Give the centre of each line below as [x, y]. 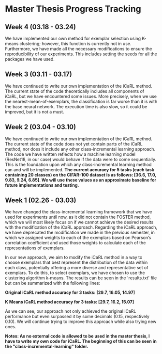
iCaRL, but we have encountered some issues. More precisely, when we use [81, 96]
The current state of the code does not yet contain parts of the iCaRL [74, 144]
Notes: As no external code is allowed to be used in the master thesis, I [77, 336]
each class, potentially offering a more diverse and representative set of [77, 268]
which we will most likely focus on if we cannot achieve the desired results [79, 222]
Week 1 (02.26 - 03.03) [41, 201]
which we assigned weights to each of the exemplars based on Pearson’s [78, 238]
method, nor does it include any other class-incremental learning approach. [80, 149]
